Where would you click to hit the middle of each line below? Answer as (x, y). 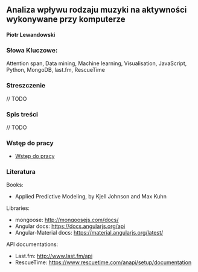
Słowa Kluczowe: (32, 50)
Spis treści (22, 114)
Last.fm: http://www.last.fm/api (54, 256)
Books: (15, 185)
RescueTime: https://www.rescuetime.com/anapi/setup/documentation (103, 262)
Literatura (21, 172)
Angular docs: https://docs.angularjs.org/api (70, 226)
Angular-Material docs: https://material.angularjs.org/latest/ (89, 233)
